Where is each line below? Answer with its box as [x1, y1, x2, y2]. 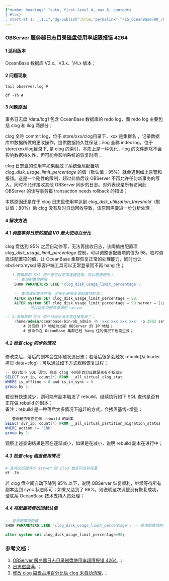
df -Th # [5, 93, 24, 98]
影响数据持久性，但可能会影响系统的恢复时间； [5, 152, 102, 158]
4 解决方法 [5, 217, 27, 223]
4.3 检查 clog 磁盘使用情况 [5, 453, 60, 459]
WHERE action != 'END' [5, 426, 53, 431]
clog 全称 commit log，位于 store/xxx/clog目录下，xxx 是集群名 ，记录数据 [5, 133, 160, 139]
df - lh [5, 470, 19, 475]
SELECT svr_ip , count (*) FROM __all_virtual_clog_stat [5, 374, 123, 379]
